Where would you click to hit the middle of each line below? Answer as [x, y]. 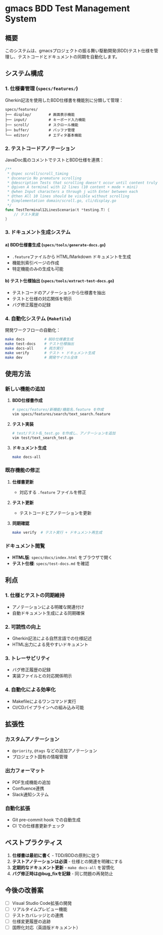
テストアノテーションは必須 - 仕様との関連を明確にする [67, 861]
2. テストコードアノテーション [40, 148]
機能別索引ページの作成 [36, 262]
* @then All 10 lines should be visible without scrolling [68, 196]
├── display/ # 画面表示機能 [40, 114]
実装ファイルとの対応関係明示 [42, 676]
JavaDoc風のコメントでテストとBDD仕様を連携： [55, 160]
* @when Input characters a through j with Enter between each [72, 192]
